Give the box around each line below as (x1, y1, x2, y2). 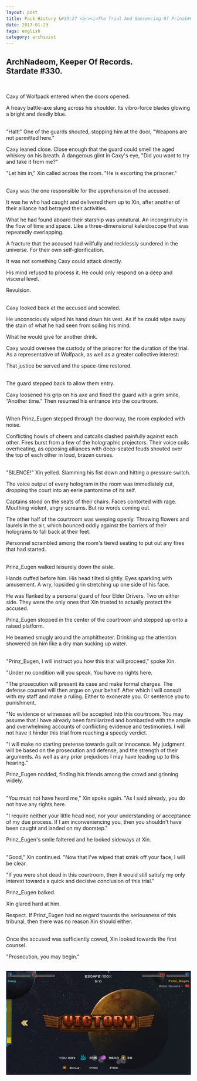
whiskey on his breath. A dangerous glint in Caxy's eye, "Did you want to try (6, 151, 189, 159)
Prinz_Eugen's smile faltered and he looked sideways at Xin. (6, 836, 151, 843)
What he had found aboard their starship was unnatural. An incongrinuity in (6, 216, 188, 223)
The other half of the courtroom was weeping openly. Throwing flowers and (6, 516, 189, 523)
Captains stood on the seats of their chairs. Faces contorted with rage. (6, 498, 177, 505)
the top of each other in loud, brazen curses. (6, 451, 114, 458)
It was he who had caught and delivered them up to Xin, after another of (6, 198, 181, 206)
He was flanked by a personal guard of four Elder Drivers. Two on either (6, 592, 180, 599)
